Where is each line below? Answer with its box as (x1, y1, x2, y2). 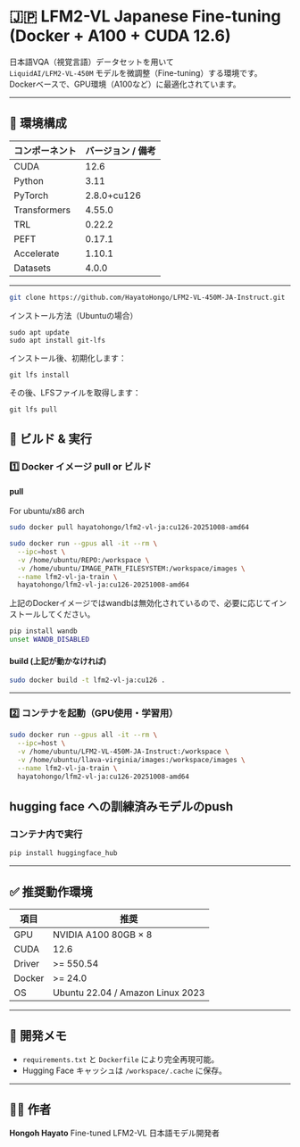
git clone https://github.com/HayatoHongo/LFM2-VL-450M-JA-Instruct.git (9, 293, 286, 302)
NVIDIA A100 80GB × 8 (53, 928, 153, 941)
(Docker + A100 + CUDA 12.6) (9, 26, 231, 46)
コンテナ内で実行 (9, 827, 83, 840)
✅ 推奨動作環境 (9, 884, 93, 899)
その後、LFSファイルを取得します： (9, 386, 141, 398)
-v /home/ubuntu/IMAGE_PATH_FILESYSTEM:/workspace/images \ (17, 564, 246, 573)
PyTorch (13, 189, 49, 202)
